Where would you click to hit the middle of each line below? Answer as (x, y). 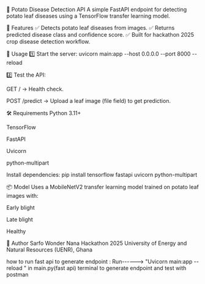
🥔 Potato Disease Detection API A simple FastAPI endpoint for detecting (97, 9)
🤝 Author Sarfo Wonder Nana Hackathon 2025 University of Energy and (97, 243)
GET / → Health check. (35, 89)
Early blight (20, 207)
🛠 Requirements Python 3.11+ (44, 113)
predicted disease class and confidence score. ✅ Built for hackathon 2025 (100, 35)
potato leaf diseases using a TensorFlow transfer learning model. (88, 16)
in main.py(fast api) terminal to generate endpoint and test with (107, 268)
